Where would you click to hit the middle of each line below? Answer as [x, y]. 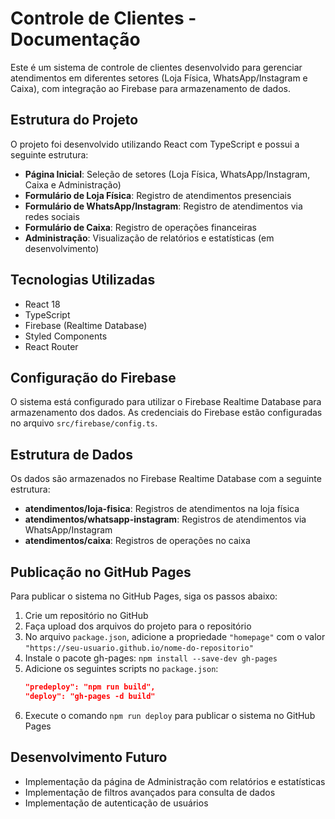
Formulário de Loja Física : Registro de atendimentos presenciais [158, 195]
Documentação [75, 39]
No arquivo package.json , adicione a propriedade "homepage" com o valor [175, 636]
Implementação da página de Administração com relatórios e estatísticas [175, 781]
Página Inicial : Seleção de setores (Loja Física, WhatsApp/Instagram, [167, 174]
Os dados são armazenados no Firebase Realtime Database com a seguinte [166, 479]
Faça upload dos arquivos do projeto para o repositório [138, 626]
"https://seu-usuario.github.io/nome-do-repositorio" [139, 648]
